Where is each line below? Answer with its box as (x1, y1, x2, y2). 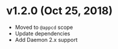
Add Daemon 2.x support (14, 36, 78, 43)
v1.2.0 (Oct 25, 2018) (6, 4, 113, 18)
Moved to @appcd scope (14, 24, 73, 31)
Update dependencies (14, 30, 70, 37)
